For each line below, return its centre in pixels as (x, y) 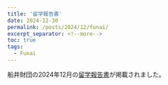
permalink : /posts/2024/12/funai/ (58, 27)
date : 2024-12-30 (33, 21)
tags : (15, 47)
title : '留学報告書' (35, 14)
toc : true (22, 40)
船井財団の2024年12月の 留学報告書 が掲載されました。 (86, 74)
